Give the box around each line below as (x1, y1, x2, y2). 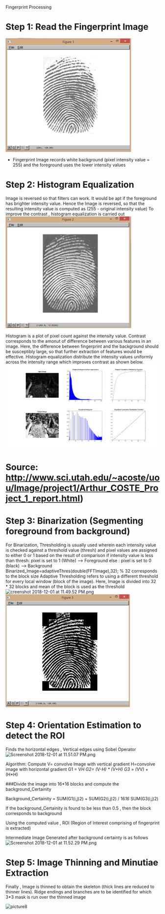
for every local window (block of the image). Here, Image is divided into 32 (5, 578, 156, 584)
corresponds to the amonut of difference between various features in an (5, 338, 151, 344)
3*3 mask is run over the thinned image (5, 894, 86, 900)
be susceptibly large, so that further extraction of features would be (5, 348, 142, 355)
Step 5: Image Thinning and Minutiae (5, 857, 159, 868)
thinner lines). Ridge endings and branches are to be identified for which (5, 889, 152, 894)
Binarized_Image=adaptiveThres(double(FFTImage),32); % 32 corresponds (5, 568, 158, 574)
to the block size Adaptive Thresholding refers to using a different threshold (5, 573, 158, 579)
